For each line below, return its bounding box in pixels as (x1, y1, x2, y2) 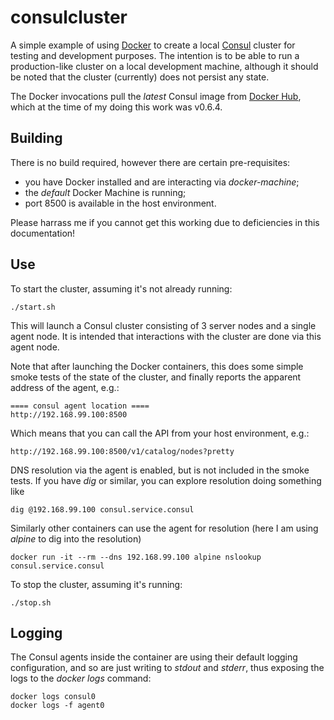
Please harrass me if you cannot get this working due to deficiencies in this (10, 216, 320, 228)
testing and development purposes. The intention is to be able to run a (10, 49, 300, 61)
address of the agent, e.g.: (10, 381, 120, 393)
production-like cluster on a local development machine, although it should (10, 60, 319, 72)
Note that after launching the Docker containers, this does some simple (10, 360, 304, 372)
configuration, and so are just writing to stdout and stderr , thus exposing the (10, 662, 325, 674)
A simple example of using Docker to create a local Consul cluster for (10, 39, 296, 51)
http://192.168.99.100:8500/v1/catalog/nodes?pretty (10, 446, 235, 456)
